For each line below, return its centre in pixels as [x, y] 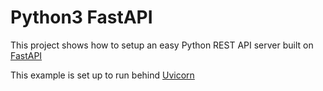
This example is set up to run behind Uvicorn [102, 75]
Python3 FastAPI [81, 17]
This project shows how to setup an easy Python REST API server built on [162, 45]
